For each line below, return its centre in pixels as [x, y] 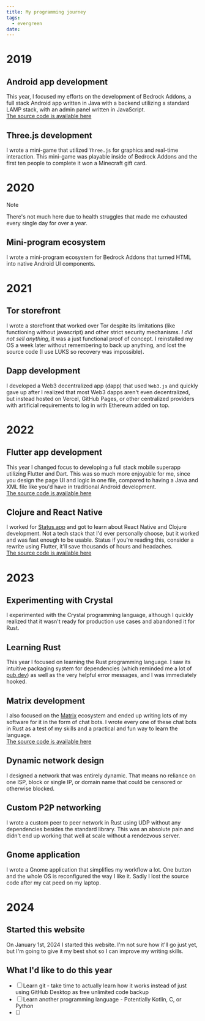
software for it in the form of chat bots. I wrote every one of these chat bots [102, 722]
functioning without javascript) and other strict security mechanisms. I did [99, 332]
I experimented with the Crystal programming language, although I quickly [100, 615]
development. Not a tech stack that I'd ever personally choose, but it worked [103, 534]
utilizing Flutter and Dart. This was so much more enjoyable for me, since [99, 473]
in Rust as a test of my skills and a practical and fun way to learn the [92, 728]
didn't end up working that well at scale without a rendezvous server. [93, 836]
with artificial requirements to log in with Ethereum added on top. [88, 405]
